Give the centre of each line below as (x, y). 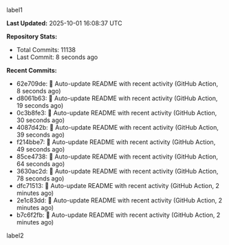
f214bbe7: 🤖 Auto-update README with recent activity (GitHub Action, (116, 142)
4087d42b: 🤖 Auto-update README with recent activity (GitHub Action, (118, 127)
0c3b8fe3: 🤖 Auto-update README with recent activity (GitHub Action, (117, 113)
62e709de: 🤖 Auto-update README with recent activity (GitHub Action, (117, 84)
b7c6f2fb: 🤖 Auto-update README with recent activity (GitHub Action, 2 (118, 215)
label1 (15, 10)
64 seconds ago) (41, 164)
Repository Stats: (32, 36)
